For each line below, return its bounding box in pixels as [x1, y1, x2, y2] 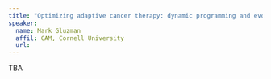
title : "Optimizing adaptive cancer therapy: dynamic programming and [8, 11, 251, 20]
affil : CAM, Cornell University [15, 34, 125, 42]
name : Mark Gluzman [15, 26, 81, 34]
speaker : [8, 19, 38, 27]
